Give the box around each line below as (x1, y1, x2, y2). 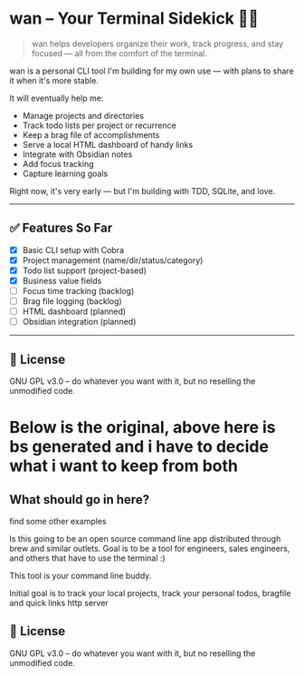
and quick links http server (9, 598, 109, 609)
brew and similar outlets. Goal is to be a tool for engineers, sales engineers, (9, 544, 290, 554)
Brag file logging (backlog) (22, 296, 122, 307)
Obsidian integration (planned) (22, 317, 137, 328)
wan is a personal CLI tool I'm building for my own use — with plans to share (9, 65, 294, 76)
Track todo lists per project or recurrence (22, 120, 176, 131)
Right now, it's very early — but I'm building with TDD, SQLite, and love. (9, 185, 276, 196)
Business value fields (22, 275, 102, 286)
